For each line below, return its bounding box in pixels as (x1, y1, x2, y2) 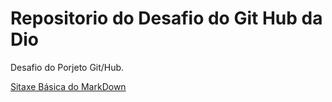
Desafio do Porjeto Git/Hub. (10, 61, 125, 73)
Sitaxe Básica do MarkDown (10, 80, 127, 92)
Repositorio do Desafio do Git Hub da (10, 7, 323, 30)
